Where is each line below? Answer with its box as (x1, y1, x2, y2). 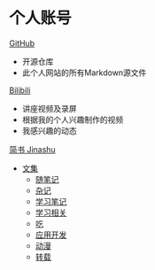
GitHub (9, 37, 35, 49)
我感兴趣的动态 (21, 125, 77, 135)
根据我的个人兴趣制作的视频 (21, 114, 124, 125)
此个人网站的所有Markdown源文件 (21, 67, 147, 78)
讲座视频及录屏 (21, 103, 77, 113)
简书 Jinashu (9, 143, 56, 155)
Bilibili (9, 85, 31, 96)
